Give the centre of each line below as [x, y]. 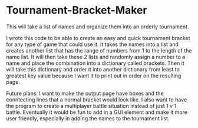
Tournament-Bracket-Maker [77, 10]
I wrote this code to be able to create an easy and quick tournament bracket [98, 38]
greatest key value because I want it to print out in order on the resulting [94, 76]
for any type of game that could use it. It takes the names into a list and [92, 44]
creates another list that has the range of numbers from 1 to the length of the [99, 50]
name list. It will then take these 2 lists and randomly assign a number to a [96, 57]
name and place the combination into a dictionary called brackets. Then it [95, 63]
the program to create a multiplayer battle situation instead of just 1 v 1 [91, 106]
